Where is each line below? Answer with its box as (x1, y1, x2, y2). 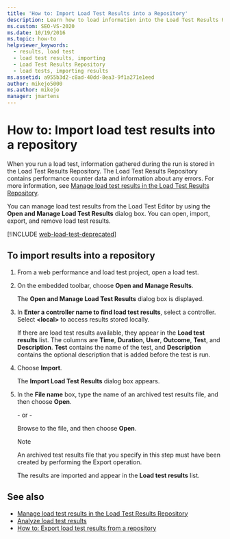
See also (7, 491, 44, 503)
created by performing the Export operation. (16, 457, 142, 466)
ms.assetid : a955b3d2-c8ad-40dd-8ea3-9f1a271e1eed (7, 73, 155, 81)
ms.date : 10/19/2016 (7, 29, 66, 36)
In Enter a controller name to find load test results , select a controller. (16, 308, 216, 316)
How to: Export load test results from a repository (16, 524, 157, 532)
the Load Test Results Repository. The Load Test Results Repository (7, 167, 199, 175)
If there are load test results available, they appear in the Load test (16, 328, 205, 337)
